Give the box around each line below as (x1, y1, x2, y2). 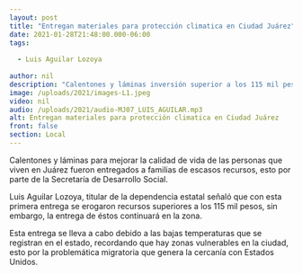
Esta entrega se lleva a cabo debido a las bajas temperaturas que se (9, 227, 262, 238)
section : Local (9, 130, 67, 139)
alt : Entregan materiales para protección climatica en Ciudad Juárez (9, 113, 280, 122)
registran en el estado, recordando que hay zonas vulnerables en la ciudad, (9, 237, 289, 248)
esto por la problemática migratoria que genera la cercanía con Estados (9, 246, 274, 257)
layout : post (9, 13, 58, 22)
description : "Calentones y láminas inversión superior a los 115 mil (9, 80, 280, 89)
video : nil (9, 96, 50, 106)
